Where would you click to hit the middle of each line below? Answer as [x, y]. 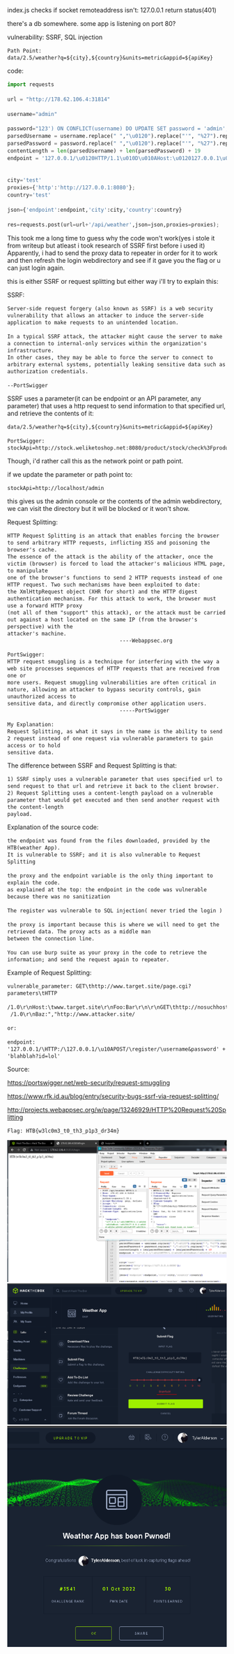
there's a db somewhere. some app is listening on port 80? [92, 23]
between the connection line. [51, 939]
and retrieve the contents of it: [50, 413]
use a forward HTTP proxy [45, 605]
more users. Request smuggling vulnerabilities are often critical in [112, 682]
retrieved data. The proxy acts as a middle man [79, 932]
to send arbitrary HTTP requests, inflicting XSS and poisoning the [109, 542]
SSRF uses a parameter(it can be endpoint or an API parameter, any [104, 398]
